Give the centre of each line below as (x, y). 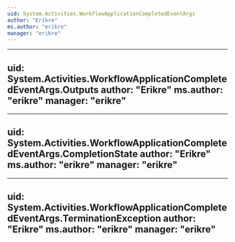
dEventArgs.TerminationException (84, 219)
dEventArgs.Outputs (53, 90)
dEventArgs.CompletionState (73, 154)
